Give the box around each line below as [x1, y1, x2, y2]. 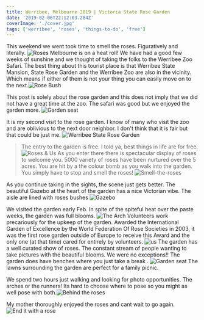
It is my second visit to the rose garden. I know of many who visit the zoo [6, 118, 190, 126]
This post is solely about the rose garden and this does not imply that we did [6, 93, 198, 101]
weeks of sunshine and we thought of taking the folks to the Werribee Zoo [6, 56, 193, 63]
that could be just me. [6, 131, 61, 139]
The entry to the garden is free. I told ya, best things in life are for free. [21, 143, 199, 150]
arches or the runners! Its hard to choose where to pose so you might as [6, 282, 188, 290]
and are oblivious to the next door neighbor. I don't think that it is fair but [6, 125, 188, 132]
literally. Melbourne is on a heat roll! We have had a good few [6, 49, 183, 57]
